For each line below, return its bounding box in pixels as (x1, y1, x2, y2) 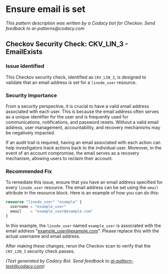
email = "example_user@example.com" (10, 208, 93, 213)
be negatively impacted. (5, 129, 55, 135)
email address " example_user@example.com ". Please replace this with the (5, 227, 159, 233)
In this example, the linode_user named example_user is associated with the (5, 222, 161, 228)
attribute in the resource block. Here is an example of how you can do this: (5, 190, 159, 196)
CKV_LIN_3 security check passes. (5, 248, 75, 254)
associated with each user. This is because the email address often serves (5, 108, 159, 114)
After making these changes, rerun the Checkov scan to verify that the (5, 242, 151, 248)
